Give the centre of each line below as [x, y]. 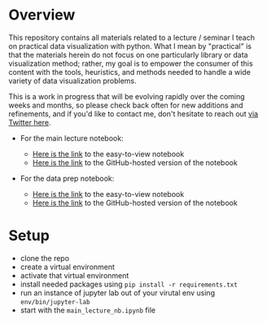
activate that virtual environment [74, 275]
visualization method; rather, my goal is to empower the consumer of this [131, 63]
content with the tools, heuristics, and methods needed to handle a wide [129, 72]
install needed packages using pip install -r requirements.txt [129, 284]
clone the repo [45, 258]
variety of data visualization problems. [72, 81]
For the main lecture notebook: [72, 138]
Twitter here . [30, 122]
